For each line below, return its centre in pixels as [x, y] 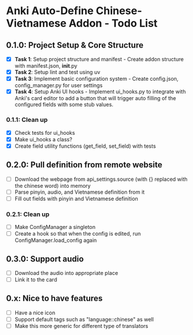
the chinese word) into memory [53, 185]
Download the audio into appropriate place [66, 273]
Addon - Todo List [113, 23]
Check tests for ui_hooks [45, 132]
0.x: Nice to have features [54, 298]
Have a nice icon [35, 313]
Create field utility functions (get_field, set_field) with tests [85, 146]
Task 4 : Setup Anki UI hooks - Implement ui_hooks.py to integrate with [100, 92]
